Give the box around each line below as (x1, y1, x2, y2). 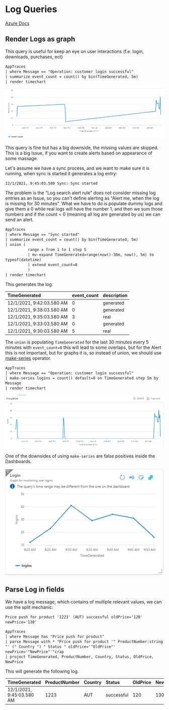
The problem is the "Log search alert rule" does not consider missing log (5, 189, 156, 195)
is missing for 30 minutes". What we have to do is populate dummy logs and (5, 200, 162, 207)
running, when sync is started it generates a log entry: (5, 170, 117, 176)
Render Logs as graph (5, 35, 75, 43)
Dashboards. (5, 459, 32, 465)
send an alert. (5, 216, 34, 223)
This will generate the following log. (5, 668, 79, 674)
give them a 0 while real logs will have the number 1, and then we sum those (5, 206, 163, 212)
